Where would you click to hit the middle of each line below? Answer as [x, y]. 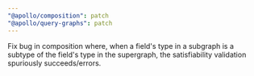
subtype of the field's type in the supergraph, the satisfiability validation [127, 54]
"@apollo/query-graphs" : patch [60, 23]
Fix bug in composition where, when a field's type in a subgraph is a [121, 46]
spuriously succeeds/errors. [54, 63]
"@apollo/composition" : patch [58, 16]
